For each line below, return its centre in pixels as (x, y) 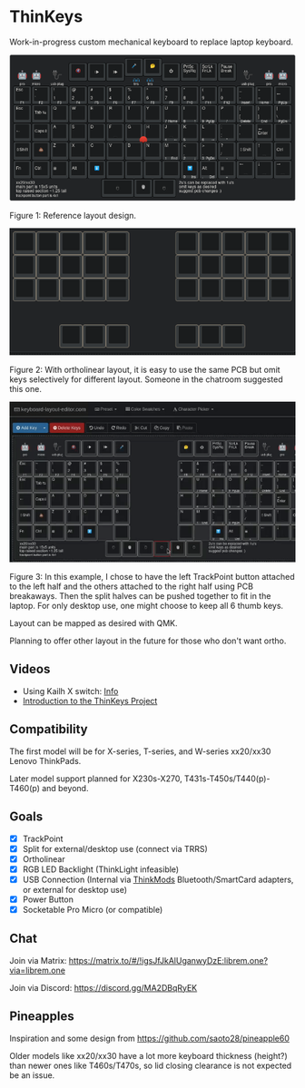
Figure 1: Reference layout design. (73, 216)
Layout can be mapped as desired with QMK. (94, 623)
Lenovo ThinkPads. (45, 760)
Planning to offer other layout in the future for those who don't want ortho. (148, 641)
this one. (26, 388)
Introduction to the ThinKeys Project (90, 701)
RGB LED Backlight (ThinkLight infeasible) (101, 869)
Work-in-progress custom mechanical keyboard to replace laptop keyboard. (151, 42)
